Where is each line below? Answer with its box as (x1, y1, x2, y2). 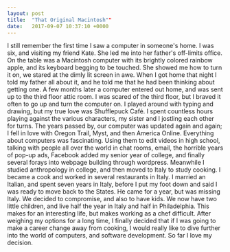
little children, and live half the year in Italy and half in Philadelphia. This (7, 202, 209, 210)
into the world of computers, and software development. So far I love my (7, 231, 213, 240)
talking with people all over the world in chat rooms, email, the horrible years (7, 144, 224, 152)
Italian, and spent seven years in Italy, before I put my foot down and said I (7, 180, 218, 189)
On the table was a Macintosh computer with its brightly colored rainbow (7, 56, 213, 65)
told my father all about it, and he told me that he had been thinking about (7, 78, 215, 87)
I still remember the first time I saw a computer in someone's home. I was (7, 42, 214, 50)
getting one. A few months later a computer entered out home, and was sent (7, 85, 223, 93)
